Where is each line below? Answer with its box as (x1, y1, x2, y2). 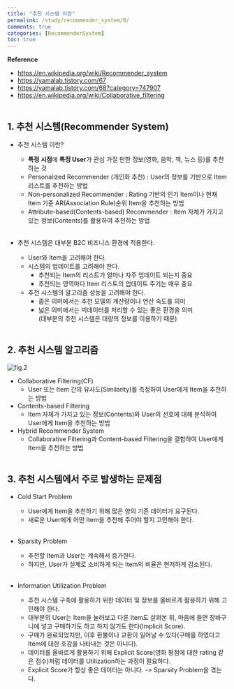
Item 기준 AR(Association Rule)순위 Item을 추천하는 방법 (27, 198, 184, 207)
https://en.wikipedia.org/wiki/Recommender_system (17, 69, 168, 77)
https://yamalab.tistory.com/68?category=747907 (17, 84, 161, 92)
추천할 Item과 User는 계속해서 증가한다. (27, 551, 136, 559)
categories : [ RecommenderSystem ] (7, 29, 105, 37)
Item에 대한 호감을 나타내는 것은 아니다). (27, 639, 138, 648)
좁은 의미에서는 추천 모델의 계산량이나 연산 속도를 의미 (38, 297, 187, 305)
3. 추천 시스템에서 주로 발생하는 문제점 (7, 473, 162, 485)
